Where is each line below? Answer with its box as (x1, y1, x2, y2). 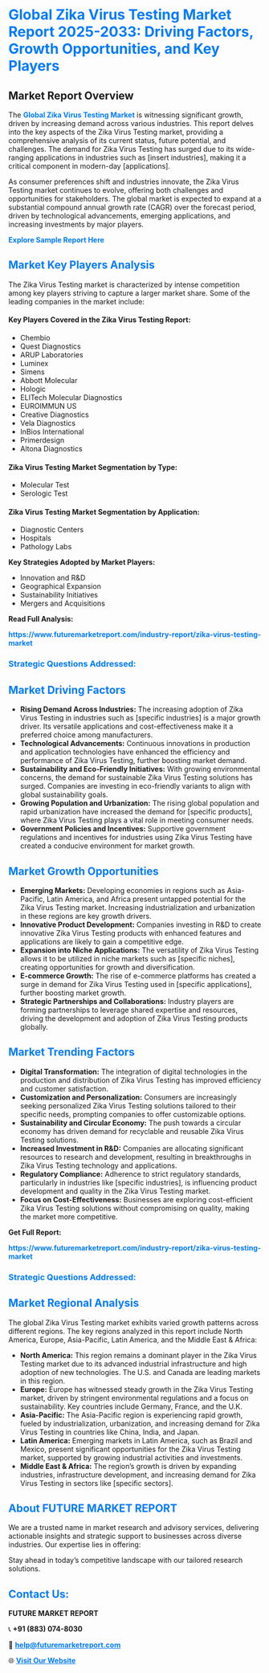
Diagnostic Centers (19, 524, 84, 535)
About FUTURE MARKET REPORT (8, 1501, 178, 1515)
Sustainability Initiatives (19, 590, 99, 600)
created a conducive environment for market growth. (19, 841, 195, 851)
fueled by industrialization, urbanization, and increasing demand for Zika (19, 1418, 260, 1428)
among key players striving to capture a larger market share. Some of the (8, 288, 251, 298)
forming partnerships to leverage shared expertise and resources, (19, 1005, 238, 1014)
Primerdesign (19, 435, 65, 445)
